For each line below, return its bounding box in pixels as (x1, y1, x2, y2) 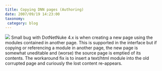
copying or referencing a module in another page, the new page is (5, 45, 138, 51)
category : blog (7, 20, 38, 26)
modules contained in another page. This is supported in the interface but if (5, 40, 157, 46)
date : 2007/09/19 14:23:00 (5, 12, 60, 17)
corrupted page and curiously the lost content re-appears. (5, 60, 122, 66)
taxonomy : (5, 16, 25, 21)
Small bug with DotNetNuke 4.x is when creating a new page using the (11, 35, 153, 40)
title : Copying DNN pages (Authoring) (5, 7, 84, 12)
